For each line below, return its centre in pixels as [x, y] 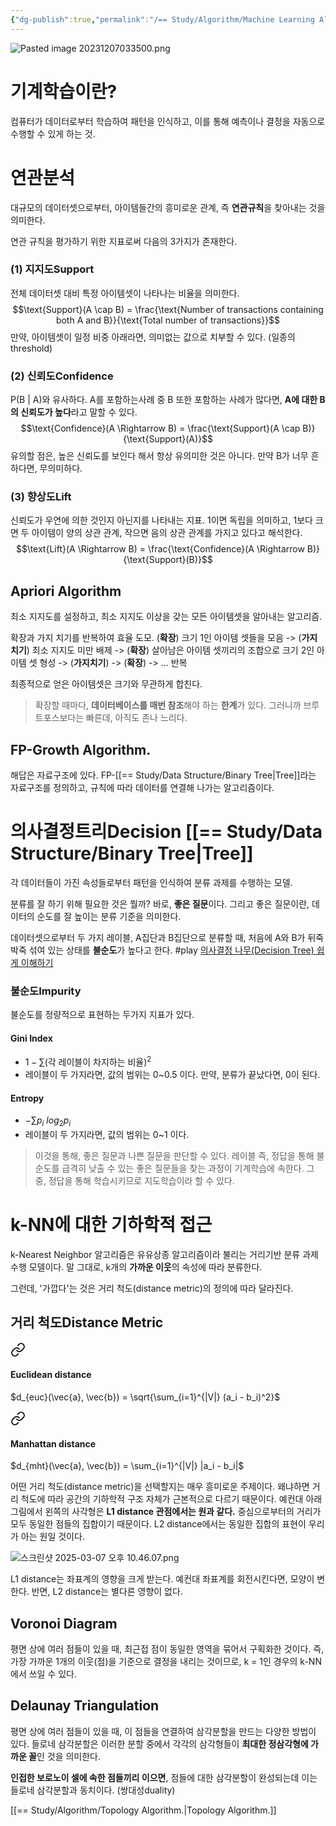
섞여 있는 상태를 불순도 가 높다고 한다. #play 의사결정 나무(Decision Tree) [171, 950]
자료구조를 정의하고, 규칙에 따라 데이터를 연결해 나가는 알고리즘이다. [142, 788]
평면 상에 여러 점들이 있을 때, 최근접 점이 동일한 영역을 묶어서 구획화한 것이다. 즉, [167, 1649]
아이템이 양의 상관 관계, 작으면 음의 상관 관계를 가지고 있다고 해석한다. [167, 533]
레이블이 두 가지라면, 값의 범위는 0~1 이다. [107, 1135]
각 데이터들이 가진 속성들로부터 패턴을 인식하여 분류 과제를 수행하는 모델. [151, 882]
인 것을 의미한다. [69, 1756]
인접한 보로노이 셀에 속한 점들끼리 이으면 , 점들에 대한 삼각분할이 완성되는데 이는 [164, 1777]
